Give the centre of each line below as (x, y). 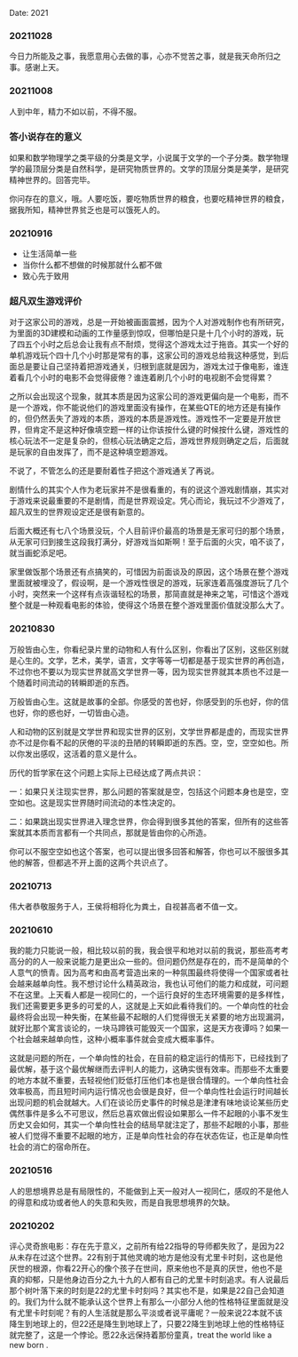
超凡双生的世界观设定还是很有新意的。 (79, 512)
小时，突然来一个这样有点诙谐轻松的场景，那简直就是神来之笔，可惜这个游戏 (149, 594)
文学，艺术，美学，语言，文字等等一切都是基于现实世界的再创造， (168, 660)
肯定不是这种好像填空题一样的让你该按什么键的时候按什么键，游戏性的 (161, 430)
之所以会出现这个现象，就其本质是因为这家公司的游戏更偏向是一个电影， (141, 397)
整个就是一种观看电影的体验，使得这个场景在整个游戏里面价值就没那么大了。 (149, 605)
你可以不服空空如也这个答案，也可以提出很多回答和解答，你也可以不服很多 (145, 851)
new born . (29, 1345)
